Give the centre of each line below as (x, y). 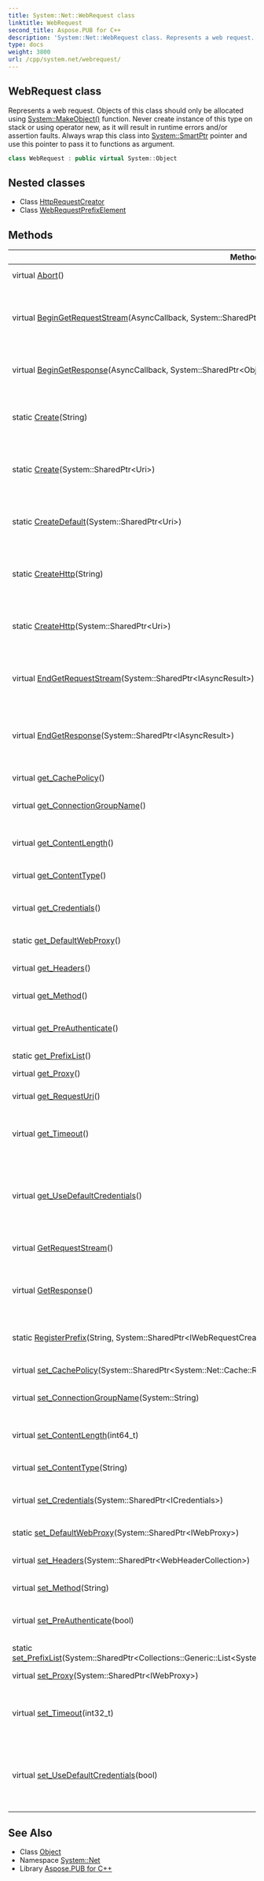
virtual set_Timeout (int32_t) (63, 1713)
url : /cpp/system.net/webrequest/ (65, 60)
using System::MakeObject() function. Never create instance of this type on (130, 118)
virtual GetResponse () (53, 1291)
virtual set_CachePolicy (55, 1370)
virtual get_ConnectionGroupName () (79, 806)
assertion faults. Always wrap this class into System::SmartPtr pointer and (128, 136)
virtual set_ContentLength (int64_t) (75, 1436)
